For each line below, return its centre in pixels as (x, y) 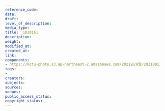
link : (11, 55)
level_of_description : (28, 23)
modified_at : (18, 46)
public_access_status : (28, 96)
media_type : (17, 28)
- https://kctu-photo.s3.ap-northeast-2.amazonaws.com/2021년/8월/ (74, 64)
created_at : (17, 51)
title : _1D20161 (22, 32)
